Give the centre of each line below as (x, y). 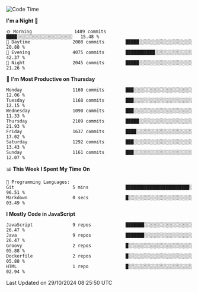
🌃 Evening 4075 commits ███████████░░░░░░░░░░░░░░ (99, 52)
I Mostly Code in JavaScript (41, 214)
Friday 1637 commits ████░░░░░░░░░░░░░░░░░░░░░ (99, 131)
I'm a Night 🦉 (22, 21)
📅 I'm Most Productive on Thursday (51, 79)
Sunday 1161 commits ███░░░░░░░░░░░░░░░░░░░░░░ (99, 152)
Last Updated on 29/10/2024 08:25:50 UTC (59, 283)
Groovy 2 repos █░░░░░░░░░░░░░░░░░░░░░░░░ (99, 246)
